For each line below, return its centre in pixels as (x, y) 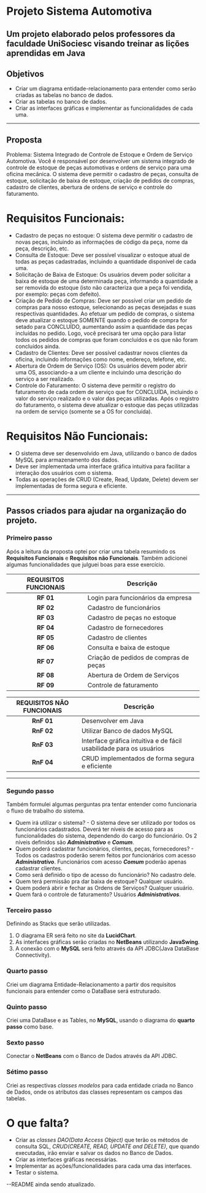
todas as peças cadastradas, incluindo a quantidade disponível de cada (105, 261)
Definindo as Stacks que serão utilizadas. (59, 924)
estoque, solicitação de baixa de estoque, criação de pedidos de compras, (101, 181)
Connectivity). (33, 955)
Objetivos (25, 74)
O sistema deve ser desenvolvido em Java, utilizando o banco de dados (106, 454)
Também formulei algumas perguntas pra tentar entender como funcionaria (102, 805)
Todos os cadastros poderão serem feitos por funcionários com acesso (105, 855)
